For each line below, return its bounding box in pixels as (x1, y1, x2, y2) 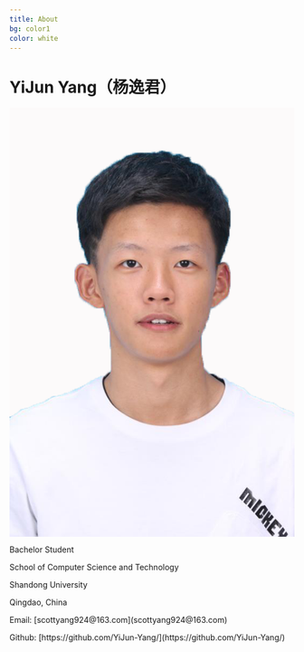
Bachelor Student (9, 544, 74, 555)
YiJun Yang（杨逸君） (9, 77, 176, 97)
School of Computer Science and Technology (9, 561, 179, 572)
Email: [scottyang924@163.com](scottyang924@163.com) (9, 614, 228, 625)
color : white (9, 34, 59, 43)
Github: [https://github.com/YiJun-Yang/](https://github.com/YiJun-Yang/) (9, 631, 286, 643)
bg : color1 (9, 24, 51, 34)
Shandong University (9, 579, 88, 589)
